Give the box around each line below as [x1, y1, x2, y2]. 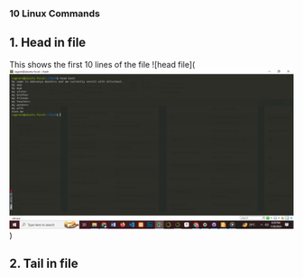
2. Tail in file [9, 256, 78, 272]
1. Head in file [9, 35, 87, 51]
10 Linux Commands [9, 7, 101, 20]
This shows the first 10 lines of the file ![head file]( [9, 59, 196, 69]
